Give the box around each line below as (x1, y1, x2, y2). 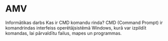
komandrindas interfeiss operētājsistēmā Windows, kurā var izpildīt (5, 24, 147, 30)
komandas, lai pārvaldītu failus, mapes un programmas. (5, 30, 122, 36)
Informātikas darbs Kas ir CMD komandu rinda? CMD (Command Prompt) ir (5, 19, 163, 25)
